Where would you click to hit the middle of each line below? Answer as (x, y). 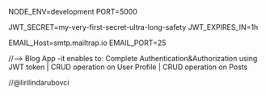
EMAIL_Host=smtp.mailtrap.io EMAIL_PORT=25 (87, 43)
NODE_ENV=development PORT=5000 (73, 12)
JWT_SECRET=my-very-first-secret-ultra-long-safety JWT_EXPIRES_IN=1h (133, 27)
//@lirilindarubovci (39, 83)
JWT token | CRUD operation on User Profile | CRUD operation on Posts (128, 67)
